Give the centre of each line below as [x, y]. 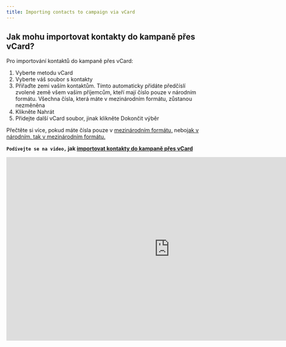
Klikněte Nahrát [35, 112]
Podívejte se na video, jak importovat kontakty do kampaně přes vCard [100, 149]
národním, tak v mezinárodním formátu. [56, 137]
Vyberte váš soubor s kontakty [54, 80]
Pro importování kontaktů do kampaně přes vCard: [70, 61]
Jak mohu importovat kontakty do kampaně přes [101, 37]
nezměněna [30, 105]
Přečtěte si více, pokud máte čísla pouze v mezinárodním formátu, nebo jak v [103, 130]
